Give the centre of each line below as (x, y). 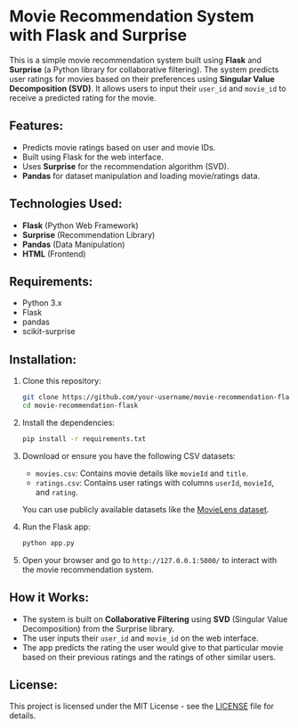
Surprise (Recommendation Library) (89, 234)
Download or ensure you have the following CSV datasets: (129, 455)
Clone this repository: (61, 381)
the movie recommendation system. (88, 569)
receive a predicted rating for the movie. (83, 98)
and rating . (56, 492)
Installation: (43, 360)
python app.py (48, 543)
